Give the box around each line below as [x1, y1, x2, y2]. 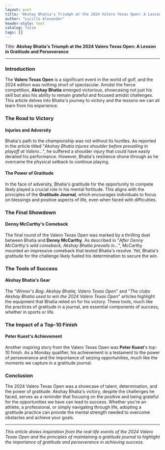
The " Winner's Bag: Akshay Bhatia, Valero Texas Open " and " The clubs [5, 288, 151, 294]
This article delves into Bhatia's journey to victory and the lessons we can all [5, 98, 160, 104]
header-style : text [5, 21, 45, 26]
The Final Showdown [5, 209, 56, 216]
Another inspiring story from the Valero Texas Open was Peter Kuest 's [5, 344, 148, 350]
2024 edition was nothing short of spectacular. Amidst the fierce [5, 82, 136, 88]
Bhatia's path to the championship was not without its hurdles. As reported [5, 138, 156, 144]
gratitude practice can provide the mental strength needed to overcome [5, 409, 150, 415]
